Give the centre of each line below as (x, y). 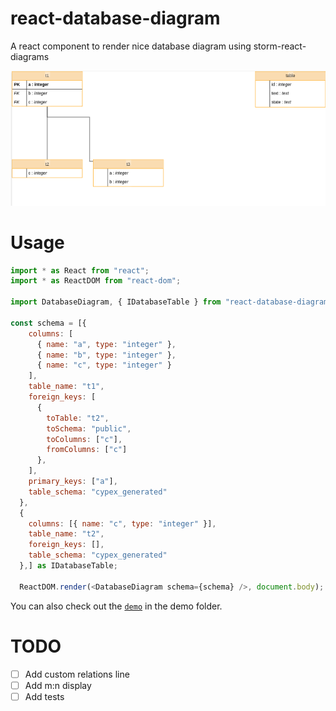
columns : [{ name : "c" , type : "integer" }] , (122, 523)
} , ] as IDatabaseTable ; (68, 566)
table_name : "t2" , (66, 534)
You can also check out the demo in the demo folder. (116, 606)
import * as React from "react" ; (80, 270)
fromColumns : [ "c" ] (87, 450)
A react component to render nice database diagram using (131, 46)
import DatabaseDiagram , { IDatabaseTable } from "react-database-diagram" (171, 302)
